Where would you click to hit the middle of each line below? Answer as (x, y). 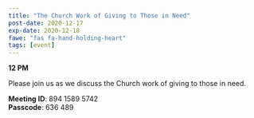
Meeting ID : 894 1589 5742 (53, 99)
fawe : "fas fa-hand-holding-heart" (67, 38)
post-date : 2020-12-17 (46, 23)
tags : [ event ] (32, 45)
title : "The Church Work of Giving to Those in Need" (100, 16)
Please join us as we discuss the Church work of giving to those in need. (127, 84)
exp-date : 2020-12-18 (44, 30)
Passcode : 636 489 (41, 108)
